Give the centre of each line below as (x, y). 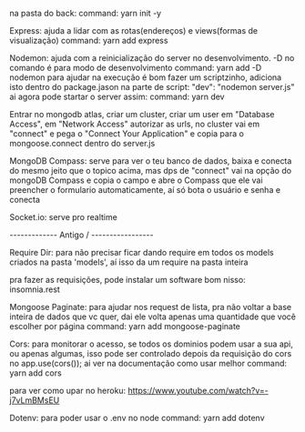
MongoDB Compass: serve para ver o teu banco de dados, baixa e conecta (151, 161)
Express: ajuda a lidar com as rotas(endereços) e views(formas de (134, 30)
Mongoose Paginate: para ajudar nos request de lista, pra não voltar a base (151, 307)
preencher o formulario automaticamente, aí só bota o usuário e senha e (145, 190)
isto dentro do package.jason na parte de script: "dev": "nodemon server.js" (152, 87)
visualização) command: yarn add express (89, 40)
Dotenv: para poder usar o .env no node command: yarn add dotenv (137, 418)
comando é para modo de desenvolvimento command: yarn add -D (136, 68)
